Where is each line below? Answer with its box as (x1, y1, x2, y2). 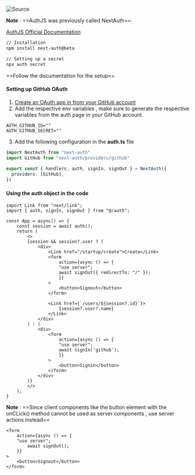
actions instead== (6, 416, 50, 424)
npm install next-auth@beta (6, 45, 75, 51)
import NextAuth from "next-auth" (6, 149, 91, 156)
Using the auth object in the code (6, 189, 89, 197)
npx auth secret (6, 61, 46, 67)
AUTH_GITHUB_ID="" (6, 123, 51, 128)
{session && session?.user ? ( (27, 239, 104, 245)
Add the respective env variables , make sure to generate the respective (14, 105, 190, 112)
